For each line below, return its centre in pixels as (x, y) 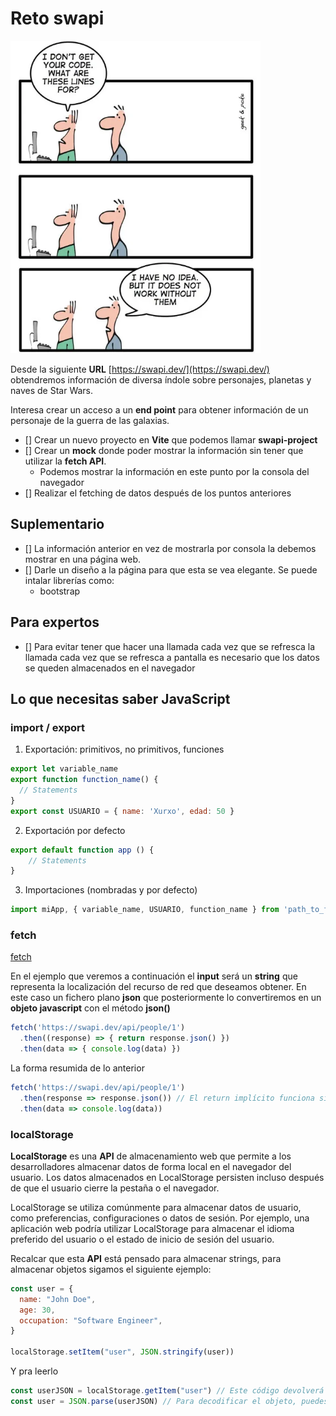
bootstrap (60, 591)
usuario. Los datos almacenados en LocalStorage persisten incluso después (167, 1177)
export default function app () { (82, 850)
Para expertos (55, 622)
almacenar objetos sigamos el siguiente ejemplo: (111, 1269)
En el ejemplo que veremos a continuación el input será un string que (154, 976)
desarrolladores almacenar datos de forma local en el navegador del (151, 1166)
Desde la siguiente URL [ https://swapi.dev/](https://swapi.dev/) (140, 369)
